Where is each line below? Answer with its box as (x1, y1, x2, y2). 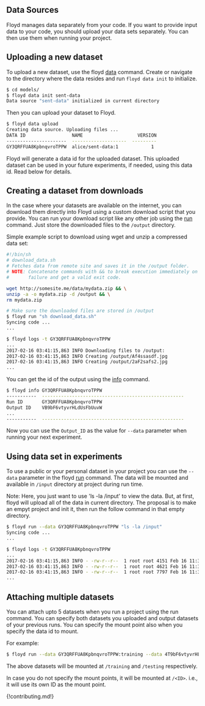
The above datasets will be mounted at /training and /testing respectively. (6, 662, 198, 670)
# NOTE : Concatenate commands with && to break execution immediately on (6, 269, 198, 275)
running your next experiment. (6, 433, 82, 441)
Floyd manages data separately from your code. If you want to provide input (6, 21, 198, 28)
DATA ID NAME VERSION (6, 132, 157, 139)
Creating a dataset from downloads (6, 186, 143, 196)
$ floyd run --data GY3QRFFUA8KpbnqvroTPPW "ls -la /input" (6, 524, 163, 530)
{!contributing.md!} (6, 693, 54, 700)
